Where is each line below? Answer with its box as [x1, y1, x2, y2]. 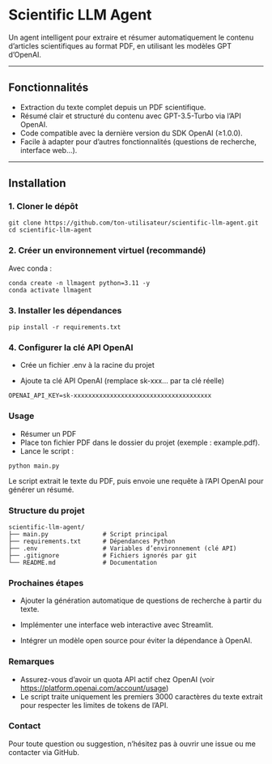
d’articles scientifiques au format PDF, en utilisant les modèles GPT [8, 41, 232, 50]
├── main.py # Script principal [8, 530, 168, 538]
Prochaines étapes [8, 577, 84, 588]
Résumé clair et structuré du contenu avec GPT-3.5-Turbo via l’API [19, 111, 241, 121]
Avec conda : [8, 263, 53, 273]
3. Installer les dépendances [8, 305, 122, 316]
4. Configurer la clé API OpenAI [8, 342, 134, 353]
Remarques [8, 656, 55, 668]
